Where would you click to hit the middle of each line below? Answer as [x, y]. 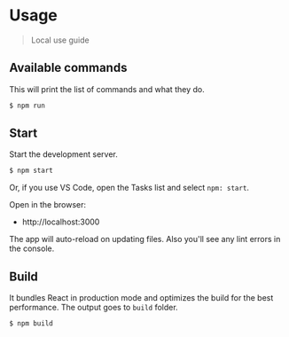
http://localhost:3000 [61, 222]
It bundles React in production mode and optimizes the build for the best [141, 298]
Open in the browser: [48, 205]
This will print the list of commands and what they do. [107, 89]
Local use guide [60, 40]
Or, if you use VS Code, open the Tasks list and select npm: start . [129, 188]
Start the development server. [63, 154]
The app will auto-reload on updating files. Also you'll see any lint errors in [145, 239]
